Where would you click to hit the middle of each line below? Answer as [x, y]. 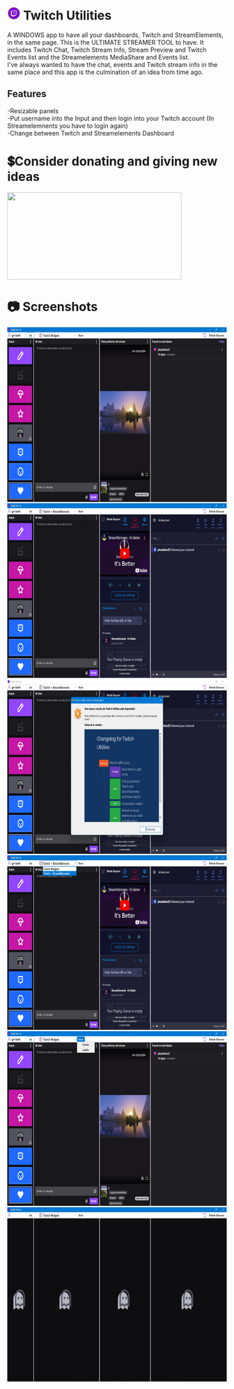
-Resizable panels [33, 110]
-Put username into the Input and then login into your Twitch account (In [111, 118]
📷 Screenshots [53, 306]
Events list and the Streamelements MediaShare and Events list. [99, 57]
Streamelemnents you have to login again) [68, 126]
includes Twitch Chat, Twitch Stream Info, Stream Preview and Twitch [107, 50]
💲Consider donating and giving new [112, 161]
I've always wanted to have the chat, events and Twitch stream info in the [112, 64]
